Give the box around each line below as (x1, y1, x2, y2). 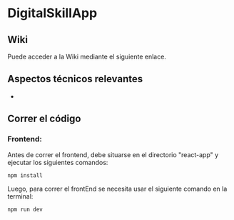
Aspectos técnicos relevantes (7, 73, 143, 85)
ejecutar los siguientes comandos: (7, 158, 108, 166)
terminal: (7, 191, 34, 201)
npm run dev (7, 206, 43, 213)
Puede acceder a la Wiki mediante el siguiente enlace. (7, 52, 166, 61)
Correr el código (7, 113, 81, 125)
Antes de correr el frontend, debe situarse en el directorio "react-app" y (7, 150, 219, 159)
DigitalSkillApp (7, 5, 98, 21)
